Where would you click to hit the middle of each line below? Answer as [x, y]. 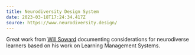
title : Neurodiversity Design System [53, 12]
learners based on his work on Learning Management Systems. [83, 46]
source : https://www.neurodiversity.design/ [62, 22]
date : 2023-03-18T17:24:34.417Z [46, 17]
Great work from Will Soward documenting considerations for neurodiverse [97, 40]
